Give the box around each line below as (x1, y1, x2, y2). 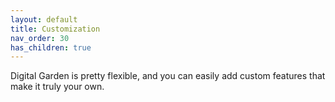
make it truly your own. (10, 81, 105, 93)
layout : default (10, 14, 78, 25)
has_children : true (10, 42, 92, 53)
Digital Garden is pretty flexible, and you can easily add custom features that (10, 70, 326, 82)
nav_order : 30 (10, 33, 70, 43)
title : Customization (10, 24, 101, 34)
